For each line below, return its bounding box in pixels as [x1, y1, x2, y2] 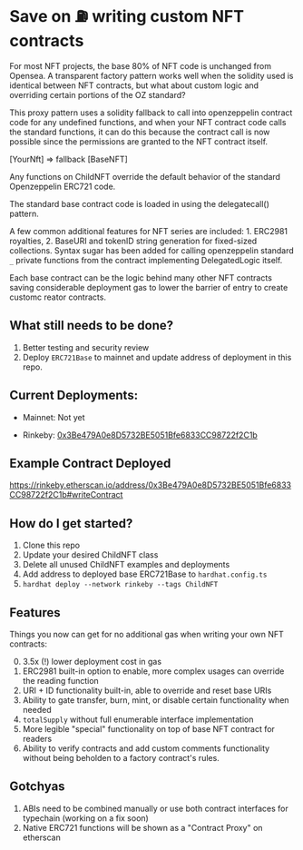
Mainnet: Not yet [22, 411, 85, 422]
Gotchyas [9, 779, 65, 795]
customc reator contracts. [9, 292, 107, 302]
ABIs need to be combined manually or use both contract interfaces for [22, 803, 288, 814]
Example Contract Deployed [9, 455, 171, 470]
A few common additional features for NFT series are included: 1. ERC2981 [9, 225, 288, 236]
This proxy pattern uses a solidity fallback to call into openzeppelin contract [9, 107, 293, 118]
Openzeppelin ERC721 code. [9, 181, 116, 192]
